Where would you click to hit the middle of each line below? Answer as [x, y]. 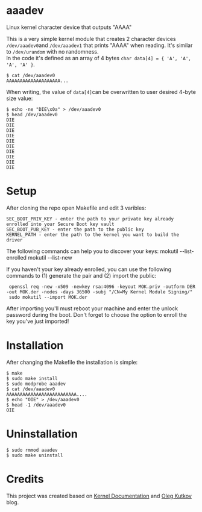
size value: [20, 98]
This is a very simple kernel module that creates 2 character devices [91, 39]
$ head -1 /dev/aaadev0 [36, 405]
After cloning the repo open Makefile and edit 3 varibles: [76, 208]
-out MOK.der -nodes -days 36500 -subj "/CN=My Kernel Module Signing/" [99, 292]
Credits [25, 479]
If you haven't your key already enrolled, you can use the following [89, 269]
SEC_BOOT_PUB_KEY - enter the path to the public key [75, 229]
